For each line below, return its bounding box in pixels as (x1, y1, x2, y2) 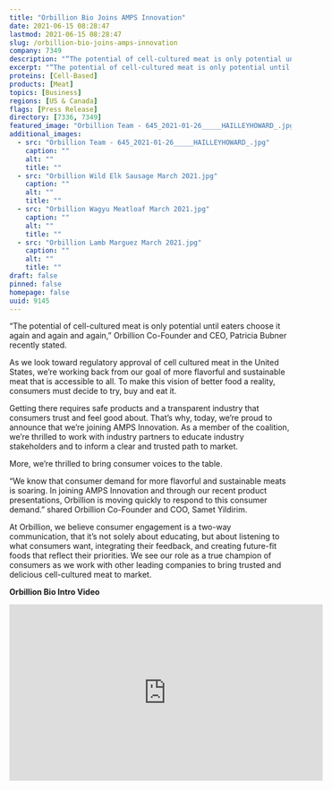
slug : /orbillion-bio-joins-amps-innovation (9, 38, 178, 47)
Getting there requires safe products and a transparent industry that (9, 403, 260, 414)
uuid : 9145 (9, 296, 50, 305)
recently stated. (9, 339, 67, 350)
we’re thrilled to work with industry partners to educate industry (9, 432, 244, 442)
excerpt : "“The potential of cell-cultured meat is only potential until (9, 64, 291, 73)
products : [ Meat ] (9, 80, 74, 89)
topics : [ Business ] (9, 88, 82, 97)
